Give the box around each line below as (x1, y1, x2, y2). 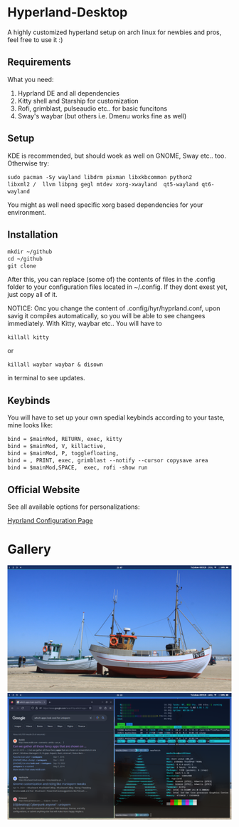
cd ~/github (7, 255, 43, 263)
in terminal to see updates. (7, 374, 85, 382)
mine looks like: (7, 421, 53, 430)
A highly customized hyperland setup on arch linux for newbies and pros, (7, 28, 222, 36)
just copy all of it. (7, 290, 58, 299)
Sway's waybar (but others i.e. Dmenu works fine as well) (17, 111, 187, 120)
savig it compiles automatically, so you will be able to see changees (7, 312, 206, 320)
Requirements (7, 56, 71, 69)
